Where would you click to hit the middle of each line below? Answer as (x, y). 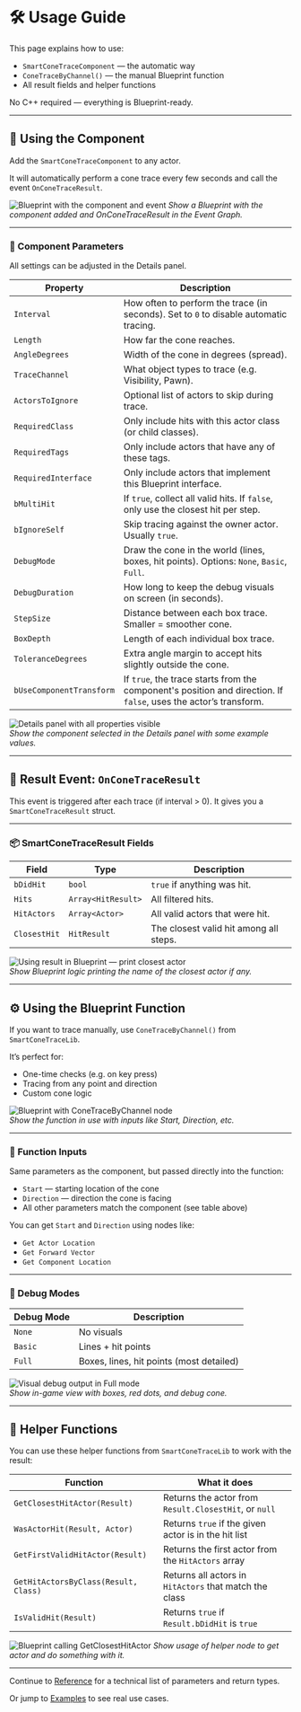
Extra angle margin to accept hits (193, 654)
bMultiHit (34, 504)
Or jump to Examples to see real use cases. (89, 1699)
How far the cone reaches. (180, 340)
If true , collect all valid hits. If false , (198, 499)
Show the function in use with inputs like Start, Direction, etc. (122, 1120)
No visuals (100, 1332)
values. (23, 743)
